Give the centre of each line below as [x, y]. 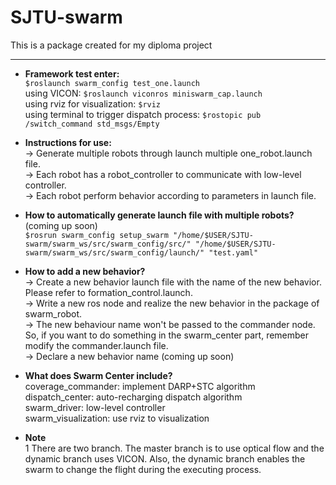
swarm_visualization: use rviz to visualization [117, 418]
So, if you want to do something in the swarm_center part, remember [167, 335]
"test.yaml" [233, 252]
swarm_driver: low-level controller [95, 407]
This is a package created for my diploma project [111, 45]
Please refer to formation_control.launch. [108, 292]
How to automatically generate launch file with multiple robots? [159, 215]
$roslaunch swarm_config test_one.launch [112, 83]
